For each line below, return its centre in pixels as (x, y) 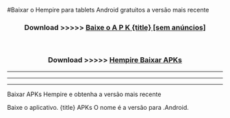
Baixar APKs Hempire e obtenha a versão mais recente (84, 94)
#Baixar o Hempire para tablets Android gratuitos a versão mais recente (108, 10)
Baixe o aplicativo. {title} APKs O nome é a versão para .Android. (98, 107)
